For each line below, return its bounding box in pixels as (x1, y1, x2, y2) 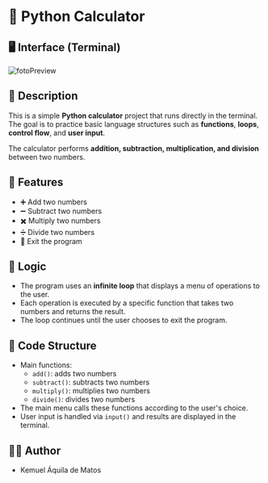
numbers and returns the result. (19, 307, 126, 317)
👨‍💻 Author (8, 443, 61, 457)
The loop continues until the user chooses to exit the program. (19, 315, 228, 325)
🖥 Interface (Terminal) (8, 40, 121, 54)
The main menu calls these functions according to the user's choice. (19, 403, 249, 413)
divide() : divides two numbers (31, 395, 136, 405)
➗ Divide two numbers (19, 227, 95, 237)
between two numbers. (8, 152, 86, 162)
